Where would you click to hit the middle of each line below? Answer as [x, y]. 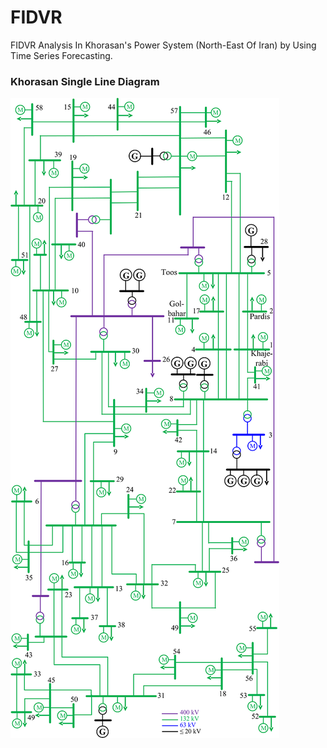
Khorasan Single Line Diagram [85, 81]
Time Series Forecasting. [61, 55]
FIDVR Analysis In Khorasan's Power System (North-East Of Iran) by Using [163, 45]
